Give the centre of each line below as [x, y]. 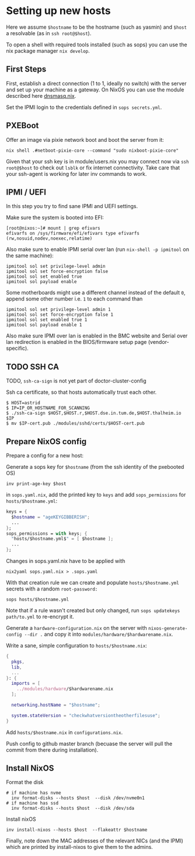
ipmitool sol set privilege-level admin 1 [58, 310]
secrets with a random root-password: [52, 589]
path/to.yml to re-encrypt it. [40, 617]
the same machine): [30, 255]
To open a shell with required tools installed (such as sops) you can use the [97, 45]
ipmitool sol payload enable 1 [44, 325]
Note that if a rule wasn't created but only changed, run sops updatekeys [93, 610]
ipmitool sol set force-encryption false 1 [60, 315]
